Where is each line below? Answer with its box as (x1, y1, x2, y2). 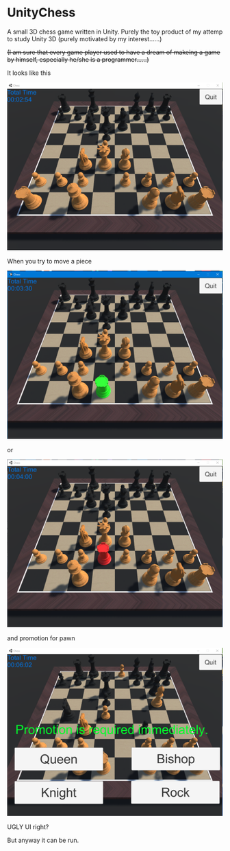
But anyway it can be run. (7, 836, 79, 844)
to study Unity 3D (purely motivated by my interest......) (7, 34, 162, 43)
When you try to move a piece (7, 257, 92, 266)
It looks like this (7, 69, 51, 77)
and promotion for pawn (7, 634, 75, 642)
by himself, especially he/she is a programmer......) (7, 55, 149, 63)
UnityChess (7, 5, 76, 21)
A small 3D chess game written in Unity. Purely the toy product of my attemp (7, 27, 223, 36)
